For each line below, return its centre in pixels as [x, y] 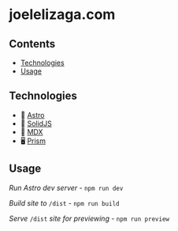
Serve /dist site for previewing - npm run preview [89, 218]
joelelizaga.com [62, 15]
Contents [32, 44]
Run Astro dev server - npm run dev [66, 187]
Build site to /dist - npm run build [64, 203]
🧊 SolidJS [36, 123]
